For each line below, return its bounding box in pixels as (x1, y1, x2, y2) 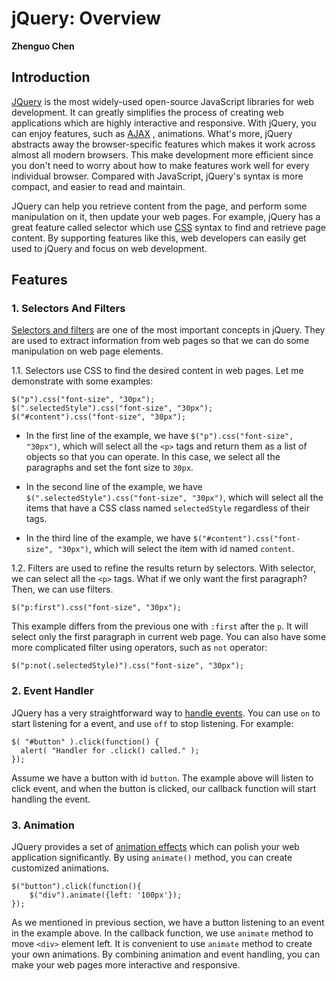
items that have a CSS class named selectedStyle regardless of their (25, 502, 310, 514)
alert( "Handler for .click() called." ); (20, 745, 200, 756)
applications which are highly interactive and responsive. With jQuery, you (11, 117, 317, 129)
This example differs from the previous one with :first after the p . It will (11, 620, 309, 632)
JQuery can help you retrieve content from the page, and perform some (11, 200, 308, 212)
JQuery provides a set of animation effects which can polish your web (11, 841, 300, 853)
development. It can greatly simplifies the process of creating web (11, 106, 284, 118)
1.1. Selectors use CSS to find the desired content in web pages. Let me (11, 365, 304, 377)
